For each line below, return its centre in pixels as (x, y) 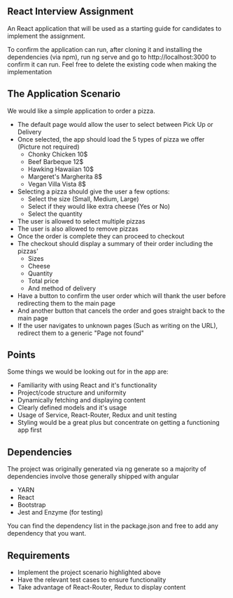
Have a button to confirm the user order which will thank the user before (121, 295)
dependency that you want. (47, 534)
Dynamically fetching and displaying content (81, 400)
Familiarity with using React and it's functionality (87, 386)
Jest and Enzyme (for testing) (60, 512)
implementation (30, 72)
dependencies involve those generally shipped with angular (93, 477)
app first (29, 430)
